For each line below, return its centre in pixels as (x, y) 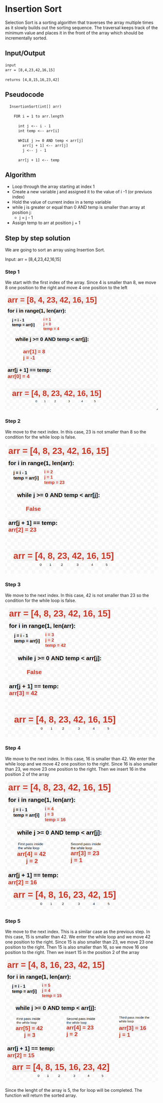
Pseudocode (25, 95)
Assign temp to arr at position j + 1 (46, 223)
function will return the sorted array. (41, 1095)
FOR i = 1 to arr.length (39, 116)
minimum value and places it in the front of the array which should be (74, 33)
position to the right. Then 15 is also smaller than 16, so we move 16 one (76, 947)
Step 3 (13, 584)
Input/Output (25, 53)
